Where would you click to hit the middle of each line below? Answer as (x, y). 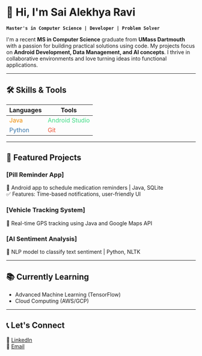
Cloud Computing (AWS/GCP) (52, 301)
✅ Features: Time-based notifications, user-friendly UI (74, 194)
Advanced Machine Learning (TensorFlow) (68, 294)
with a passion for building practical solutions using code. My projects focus (101, 46)
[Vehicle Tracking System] (46, 210)
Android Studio (69, 120)
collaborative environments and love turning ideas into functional (87, 58)
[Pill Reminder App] (35, 175)
